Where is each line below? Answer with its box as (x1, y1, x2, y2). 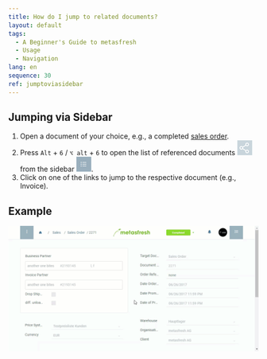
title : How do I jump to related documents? (8, 13, 158, 21)
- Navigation (15, 55, 59, 63)
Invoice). (19, 181, 49, 191)
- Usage (15, 46, 41, 55)
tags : (8, 29, 26, 37)
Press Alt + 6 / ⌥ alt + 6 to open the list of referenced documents (19, 148, 236, 158)
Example (8, 204, 52, 218)
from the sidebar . (19, 164, 94, 174)
